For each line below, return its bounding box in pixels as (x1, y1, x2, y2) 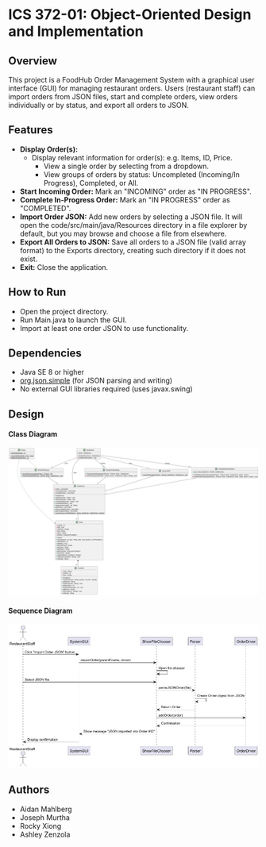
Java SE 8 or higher (19, 368, 85, 377)
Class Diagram (8, 429, 58, 439)
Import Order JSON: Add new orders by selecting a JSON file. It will (19, 212, 243, 221)
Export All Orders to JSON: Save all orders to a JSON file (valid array (19, 237, 246, 247)
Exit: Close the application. (19, 262, 109, 271)
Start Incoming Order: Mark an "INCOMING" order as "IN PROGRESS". (19, 187, 252, 196)
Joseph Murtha (19, 812, 70, 822)
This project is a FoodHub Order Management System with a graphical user (8, 75, 256, 84)
